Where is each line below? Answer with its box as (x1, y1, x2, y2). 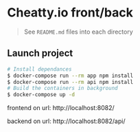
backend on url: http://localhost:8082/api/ (7, 117, 126, 125)
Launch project (7, 47, 73, 59)
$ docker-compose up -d (7, 91, 75, 98)
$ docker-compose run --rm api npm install (7, 78, 134, 85)
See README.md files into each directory (23, 27, 134, 36)
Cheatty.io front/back (7, 5, 134, 21)
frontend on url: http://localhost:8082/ (7, 104, 115, 112)
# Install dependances (7, 65, 72, 73)
